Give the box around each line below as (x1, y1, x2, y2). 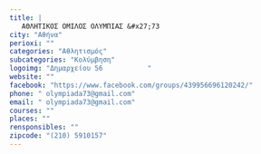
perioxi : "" (9, 38, 54, 48)
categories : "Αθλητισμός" (9, 47, 107, 56)
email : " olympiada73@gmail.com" (9, 97, 136, 107)
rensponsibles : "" (9, 123, 79, 132)
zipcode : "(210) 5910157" (9, 131, 107, 140)
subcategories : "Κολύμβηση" (9, 55, 116, 64)
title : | (9, 13, 43, 23)
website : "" (9, 72, 54, 82)
